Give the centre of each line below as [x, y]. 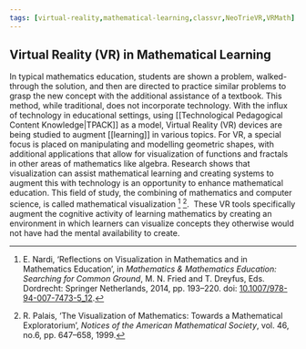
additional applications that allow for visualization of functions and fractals [149, 154]
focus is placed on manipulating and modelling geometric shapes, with [142, 144]
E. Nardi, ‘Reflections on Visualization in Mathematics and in [135, 260]
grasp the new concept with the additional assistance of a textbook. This [146, 96]
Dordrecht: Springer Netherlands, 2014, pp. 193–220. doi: [130, 289]
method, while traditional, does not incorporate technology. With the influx [149, 106]
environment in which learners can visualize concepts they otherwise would [152, 223]
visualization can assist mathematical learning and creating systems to [142, 173]
